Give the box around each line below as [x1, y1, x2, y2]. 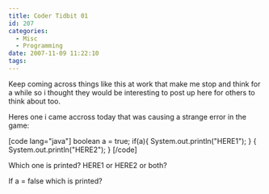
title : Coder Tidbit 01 [8, 11, 89, 20]
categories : [8, 27, 48, 35]
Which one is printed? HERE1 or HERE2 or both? [8, 160, 167, 170]
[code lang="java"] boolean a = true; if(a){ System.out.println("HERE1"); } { [8, 136, 257, 145]
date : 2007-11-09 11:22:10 [8, 49, 99, 57]
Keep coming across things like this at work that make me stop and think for [8, 78, 261, 89]
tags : [8, 57, 27, 65]
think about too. [8, 96, 61, 106]
